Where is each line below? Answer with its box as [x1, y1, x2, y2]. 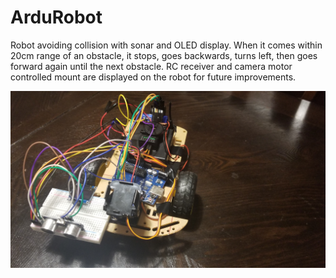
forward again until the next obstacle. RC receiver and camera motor [10, 60, 293, 72]
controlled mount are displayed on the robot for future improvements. [10, 71, 297, 83]
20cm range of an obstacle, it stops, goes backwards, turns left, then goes [10, 49, 318, 61]
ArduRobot [10, 6, 103, 29]
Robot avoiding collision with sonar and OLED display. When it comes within [10, 39, 323, 51]
